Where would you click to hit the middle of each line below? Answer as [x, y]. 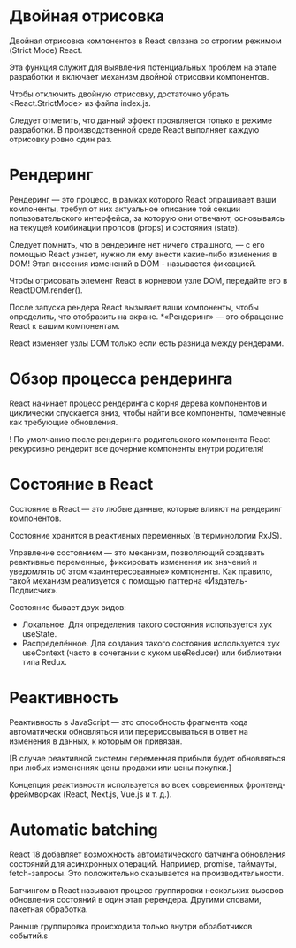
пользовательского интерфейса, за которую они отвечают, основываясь [147, 218]
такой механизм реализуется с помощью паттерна [106, 580]
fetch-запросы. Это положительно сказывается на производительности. [147, 873]
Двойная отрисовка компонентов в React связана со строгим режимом [145, 41]
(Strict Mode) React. [46, 50]
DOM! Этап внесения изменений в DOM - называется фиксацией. [133, 264]
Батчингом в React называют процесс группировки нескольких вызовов [147, 890]
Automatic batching [84, 829]
